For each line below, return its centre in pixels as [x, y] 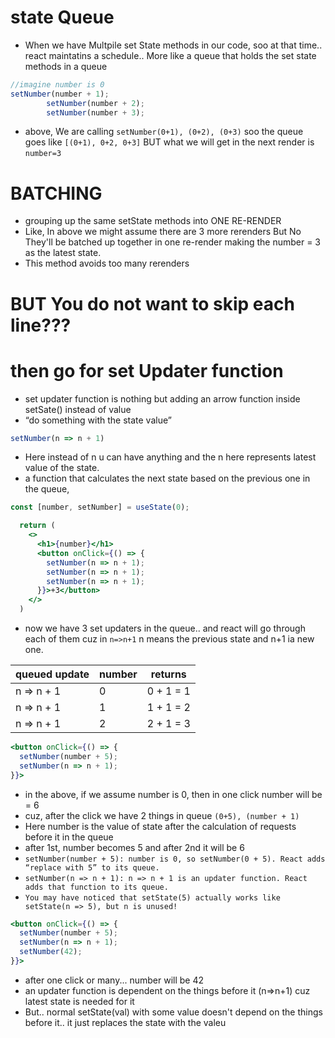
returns [168, 674]
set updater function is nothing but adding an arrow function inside [162, 398]
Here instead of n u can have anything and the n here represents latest [170, 457]
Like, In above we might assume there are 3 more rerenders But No [163, 232]
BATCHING [56, 193]
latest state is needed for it [79, 1001]
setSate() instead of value [78, 409]
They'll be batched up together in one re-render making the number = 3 [172, 242]
